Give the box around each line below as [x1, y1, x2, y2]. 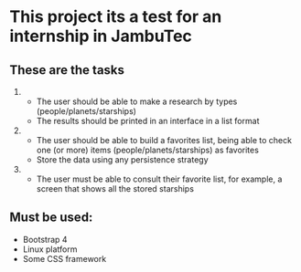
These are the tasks [9, 62, 125, 78]
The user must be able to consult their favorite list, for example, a [36, 173, 283, 184]
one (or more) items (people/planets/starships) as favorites [36, 144, 259, 155]
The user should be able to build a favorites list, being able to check [36, 135, 293, 145]
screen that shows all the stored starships [36, 183, 195, 194]
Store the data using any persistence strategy [36, 154, 209, 165]
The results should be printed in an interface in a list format [36, 116, 260, 126]
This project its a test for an [9, 6, 222, 27]
